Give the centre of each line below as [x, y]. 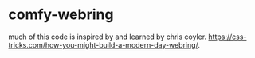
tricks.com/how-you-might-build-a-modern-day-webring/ [103, 44]
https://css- [228, 37]
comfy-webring [61, 15]
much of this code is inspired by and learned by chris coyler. [108, 37]
